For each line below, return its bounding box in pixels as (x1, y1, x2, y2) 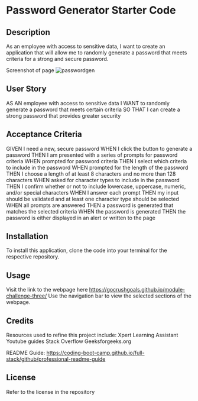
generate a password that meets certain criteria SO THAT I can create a (6, 106, 180, 113)
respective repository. (6, 253, 60, 260)
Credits (6, 316, 34, 326)
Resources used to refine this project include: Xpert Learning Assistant (6, 332, 178, 339)
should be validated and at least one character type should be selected (6, 195, 179, 202)
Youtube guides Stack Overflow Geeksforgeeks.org (6, 338, 132, 345)
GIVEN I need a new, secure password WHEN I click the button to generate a (6, 145, 193, 152)
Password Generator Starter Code (6, 4, 176, 17)
